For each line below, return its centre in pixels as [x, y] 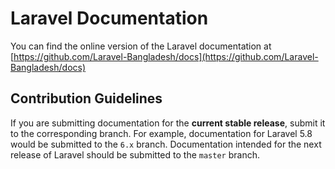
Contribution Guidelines [86, 98]
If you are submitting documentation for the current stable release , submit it [168, 123]
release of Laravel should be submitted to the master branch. [135, 154]
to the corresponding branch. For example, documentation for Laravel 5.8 [161, 133]
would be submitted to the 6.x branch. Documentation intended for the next [166, 144]
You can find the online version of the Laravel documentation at [141, 46]
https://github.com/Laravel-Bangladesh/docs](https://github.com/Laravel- [166, 56]
